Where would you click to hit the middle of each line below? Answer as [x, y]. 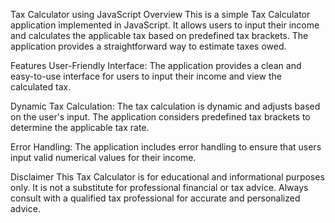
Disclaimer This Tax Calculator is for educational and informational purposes [167, 177]
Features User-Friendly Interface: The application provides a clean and [156, 65]
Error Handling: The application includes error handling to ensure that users [166, 147]
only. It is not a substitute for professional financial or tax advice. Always [159, 187]
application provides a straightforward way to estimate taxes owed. [148, 46]
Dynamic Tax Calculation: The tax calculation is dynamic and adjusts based [165, 106]
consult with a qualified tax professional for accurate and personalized [155, 198]
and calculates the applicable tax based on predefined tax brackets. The [159, 35]
